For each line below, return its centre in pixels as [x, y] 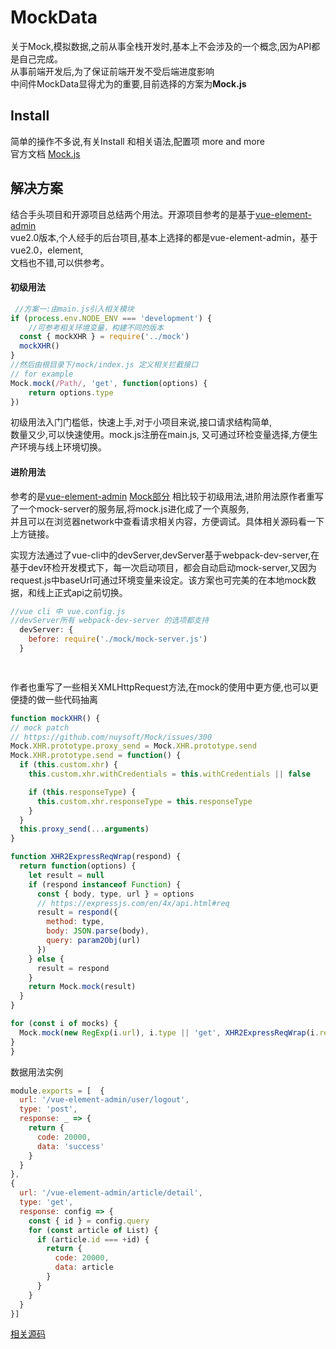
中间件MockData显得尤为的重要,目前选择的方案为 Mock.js [128, 83]
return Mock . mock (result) [82, 987]
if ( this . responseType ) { [82, 792]
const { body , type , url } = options [115, 894]
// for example [42, 374]
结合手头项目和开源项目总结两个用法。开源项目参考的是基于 [133, 214]
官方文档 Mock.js [45, 153]
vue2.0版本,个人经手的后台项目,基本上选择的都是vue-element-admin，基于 [164, 237]
